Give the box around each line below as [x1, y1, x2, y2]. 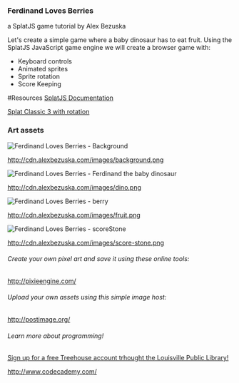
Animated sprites [17, 65, 68, 73]
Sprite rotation [17, 72, 61, 81]
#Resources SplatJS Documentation [7, 93, 114, 102]
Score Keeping [17, 80, 62, 88]
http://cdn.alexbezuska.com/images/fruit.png [7, 210, 141, 219]
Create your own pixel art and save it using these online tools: [7, 255, 190, 263]
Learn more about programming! [7, 331, 104, 340]
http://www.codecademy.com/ [7, 367, 98, 376]
